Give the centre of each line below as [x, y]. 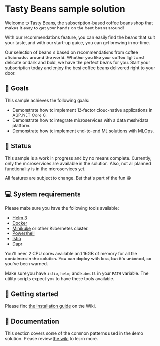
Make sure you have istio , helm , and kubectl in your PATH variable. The [77, 273]
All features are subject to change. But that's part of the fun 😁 [68, 178]
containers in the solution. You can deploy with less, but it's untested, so [78, 259]
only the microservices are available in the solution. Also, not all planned [78, 163]
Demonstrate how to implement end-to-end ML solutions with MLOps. [83, 131]
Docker [20, 223]
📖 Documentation [32, 321]
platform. [21, 125]
